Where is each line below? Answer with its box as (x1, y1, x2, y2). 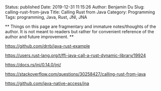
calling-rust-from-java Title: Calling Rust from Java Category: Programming (5, 9, 155, 15)
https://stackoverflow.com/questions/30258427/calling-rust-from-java (5, 71, 146, 77)
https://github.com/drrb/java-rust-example (5, 43, 90, 49)
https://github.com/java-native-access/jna (5, 80, 89, 86)
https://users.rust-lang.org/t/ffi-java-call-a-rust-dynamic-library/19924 (5, 52, 146, 58)
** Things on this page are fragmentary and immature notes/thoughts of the (5, 24, 156, 29)
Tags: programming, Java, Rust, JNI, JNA (5, 14, 88, 20)
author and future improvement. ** (5, 34, 74, 39)
